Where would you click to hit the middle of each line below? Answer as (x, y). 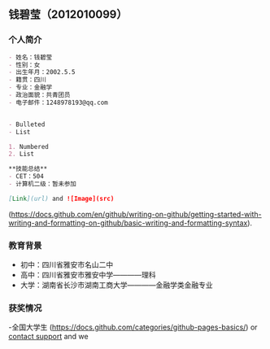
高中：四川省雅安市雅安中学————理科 (88, 275)
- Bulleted (27, 124)
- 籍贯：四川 (27, 80)
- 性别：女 (24, 65)
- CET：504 (26, 177)
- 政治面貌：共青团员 (39, 95)
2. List (22, 154)
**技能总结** (28, 169)
